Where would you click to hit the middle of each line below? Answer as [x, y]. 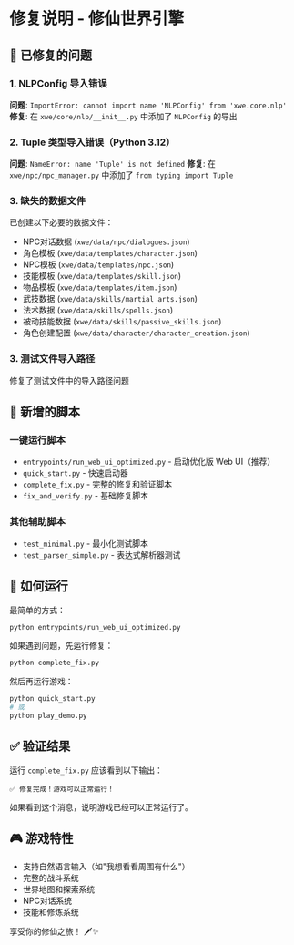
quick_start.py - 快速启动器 [76, 473]
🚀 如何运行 [39, 586]
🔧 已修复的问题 [51, 55]
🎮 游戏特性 [41, 839]
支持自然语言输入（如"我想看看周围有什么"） [106, 866]
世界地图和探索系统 [59, 889]
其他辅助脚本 [38, 522]
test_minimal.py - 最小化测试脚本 [85, 543]
